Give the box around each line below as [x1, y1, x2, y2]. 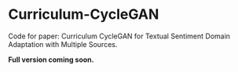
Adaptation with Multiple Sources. [8, 39, 118, 49]
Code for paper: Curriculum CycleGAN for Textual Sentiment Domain [8, 31, 230, 41]
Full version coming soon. [8, 55, 94, 64]
